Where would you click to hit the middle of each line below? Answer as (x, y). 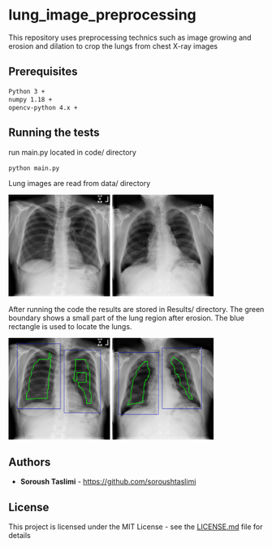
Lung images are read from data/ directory (80, 183)
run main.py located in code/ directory (72, 152)
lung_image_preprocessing (102, 15)
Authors (30, 462)
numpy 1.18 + (30, 99)
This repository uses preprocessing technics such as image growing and (130, 37)
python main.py (34, 168)
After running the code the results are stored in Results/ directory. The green (136, 309)
